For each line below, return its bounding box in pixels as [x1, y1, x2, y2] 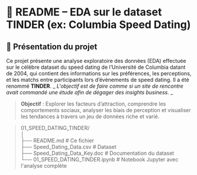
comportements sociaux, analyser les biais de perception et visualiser [20, 107, 191, 113]
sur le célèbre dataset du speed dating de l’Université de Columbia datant [6, 63, 186, 71]
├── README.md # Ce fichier [20, 137, 95, 144]
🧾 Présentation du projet [6, 42, 98, 52]
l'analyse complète [20, 163, 67, 169]
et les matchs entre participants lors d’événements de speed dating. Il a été [6, 77, 189, 83]
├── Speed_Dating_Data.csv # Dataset [20, 144, 117, 150]
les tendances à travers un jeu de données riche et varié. [20, 113, 160, 120]
